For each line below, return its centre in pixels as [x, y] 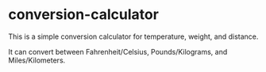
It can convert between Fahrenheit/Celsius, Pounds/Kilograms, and [118, 51]
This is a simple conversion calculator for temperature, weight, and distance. [133, 36]
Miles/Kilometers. [37, 60]
